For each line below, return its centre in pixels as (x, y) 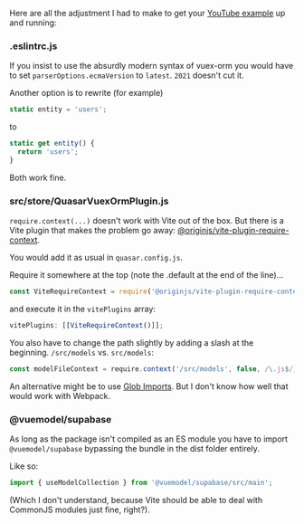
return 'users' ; (48, 152)
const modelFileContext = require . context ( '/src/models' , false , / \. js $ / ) (153, 369)
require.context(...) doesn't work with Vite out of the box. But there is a (147, 221)
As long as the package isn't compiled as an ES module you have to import (148, 439)
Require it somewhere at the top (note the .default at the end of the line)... (147, 275)
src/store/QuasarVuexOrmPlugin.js (89, 201)
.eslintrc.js (33, 46)
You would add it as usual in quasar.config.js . (96, 258)
